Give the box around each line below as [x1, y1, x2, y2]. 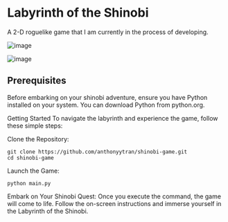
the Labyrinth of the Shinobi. [7, 207, 89, 215]
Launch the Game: [7, 166, 60, 175]
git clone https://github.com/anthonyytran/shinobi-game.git [7, 148, 188, 155]
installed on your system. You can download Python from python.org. [7, 101, 205, 109]
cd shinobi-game [7, 154, 54, 161]
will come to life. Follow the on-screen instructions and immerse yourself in [7, 199, 222, 207]
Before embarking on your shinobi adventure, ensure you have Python [7, 93, 208, 101]
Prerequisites [7, 75, 67, 87]
